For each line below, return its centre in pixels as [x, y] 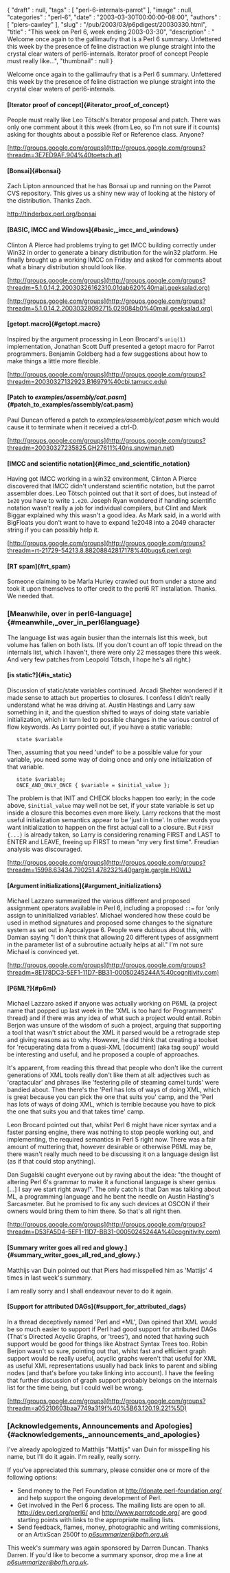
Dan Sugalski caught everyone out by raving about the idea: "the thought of [114, 1175]
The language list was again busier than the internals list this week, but [107, 637]
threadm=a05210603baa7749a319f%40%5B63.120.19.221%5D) [97, 1408]
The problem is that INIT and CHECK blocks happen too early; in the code [112, 798]
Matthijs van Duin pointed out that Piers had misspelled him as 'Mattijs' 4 [110, 1270]
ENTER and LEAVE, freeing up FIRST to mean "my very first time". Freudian [113, 841]
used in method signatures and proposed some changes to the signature [110, 923]
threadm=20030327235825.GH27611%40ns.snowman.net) [91, 448]
